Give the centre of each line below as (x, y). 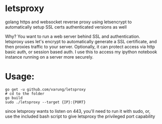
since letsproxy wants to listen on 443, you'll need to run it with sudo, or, (78, 111)
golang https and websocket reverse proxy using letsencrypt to (69, 22)
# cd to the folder (25, 93)
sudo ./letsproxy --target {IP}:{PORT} (45, 102)
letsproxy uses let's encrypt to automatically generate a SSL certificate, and (81, 41)
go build (14, 98)
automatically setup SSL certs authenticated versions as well (66, 27)
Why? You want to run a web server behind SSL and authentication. (72, 36)
